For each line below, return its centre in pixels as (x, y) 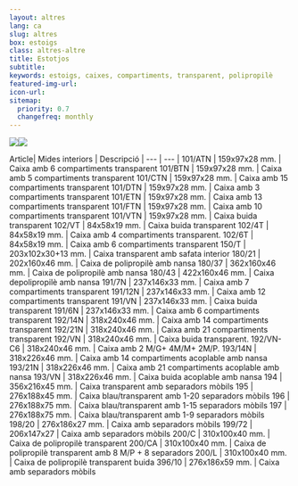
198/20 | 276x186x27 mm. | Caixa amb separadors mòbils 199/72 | (131, 424)
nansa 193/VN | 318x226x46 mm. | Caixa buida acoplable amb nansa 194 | (146, 377)
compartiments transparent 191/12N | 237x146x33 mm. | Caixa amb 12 (137, 292)
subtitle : (28, 68)
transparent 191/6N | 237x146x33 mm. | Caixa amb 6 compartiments (135, 311)
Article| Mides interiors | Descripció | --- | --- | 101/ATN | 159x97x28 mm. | (145, 159)
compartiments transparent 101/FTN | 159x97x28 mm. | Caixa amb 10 (136, 207)
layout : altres (37, 17)
